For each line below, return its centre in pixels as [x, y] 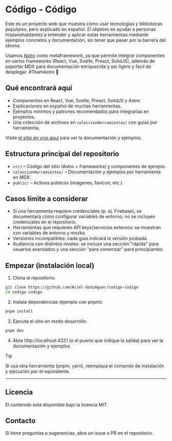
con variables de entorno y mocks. [49, 233]
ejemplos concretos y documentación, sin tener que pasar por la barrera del [86, 40]
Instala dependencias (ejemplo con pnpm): [58, 302]
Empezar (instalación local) [50, 265]
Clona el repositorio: [34, 278]
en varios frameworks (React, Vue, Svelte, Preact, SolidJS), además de [80, 61]
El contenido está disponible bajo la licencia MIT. [57, 405]
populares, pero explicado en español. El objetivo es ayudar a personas [81, 29]
